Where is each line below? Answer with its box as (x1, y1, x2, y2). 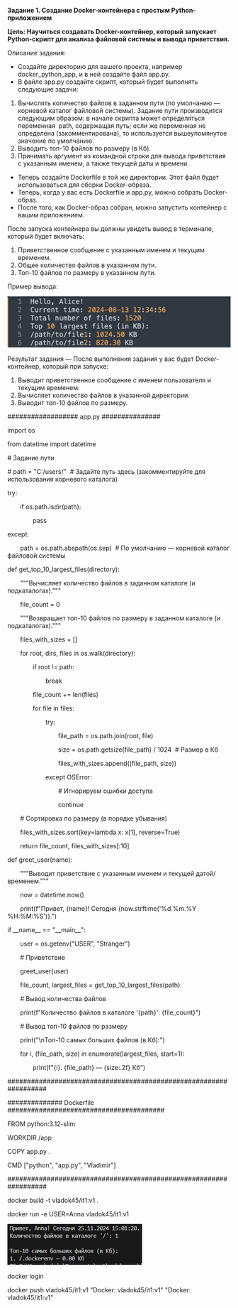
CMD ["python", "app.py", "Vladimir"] (7, 1161, 116, 1169)
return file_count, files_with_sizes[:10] (20, 841, 130, 850)
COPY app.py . (7, 1147, 51, 1155)
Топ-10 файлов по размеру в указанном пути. (17, 269, 157, 276)
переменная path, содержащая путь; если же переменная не (17, 121, 206, 130)
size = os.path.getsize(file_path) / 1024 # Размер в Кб (57, 745, 218, 754)
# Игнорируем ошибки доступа (57, 787, 154, 795)
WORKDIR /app (7, 1133, 52, 1142)
